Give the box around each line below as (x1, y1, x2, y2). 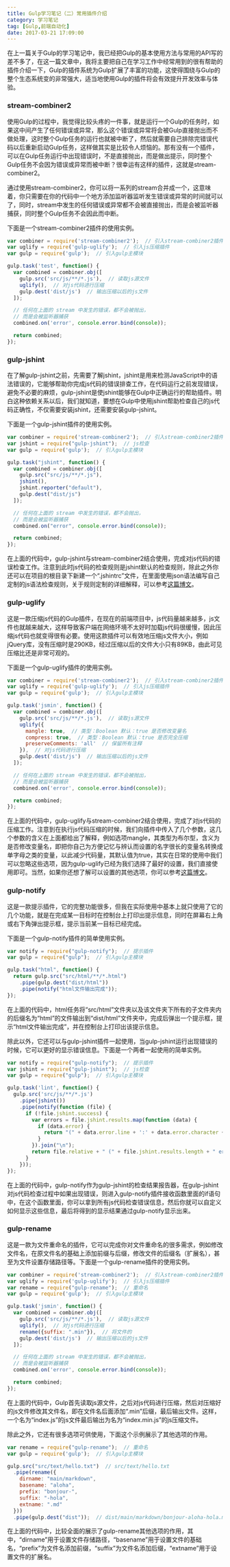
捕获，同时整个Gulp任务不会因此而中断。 (7, 209, 123, 217)
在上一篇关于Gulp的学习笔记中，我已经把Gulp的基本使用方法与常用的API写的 (7, 49, 223, 57)
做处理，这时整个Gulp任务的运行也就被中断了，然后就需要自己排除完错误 (7, 135, 212, 143)
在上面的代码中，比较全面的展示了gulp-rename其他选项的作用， (7, 1527, 188, 1535)
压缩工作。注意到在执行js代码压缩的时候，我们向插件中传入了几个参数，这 (7, 825, 216, 834)
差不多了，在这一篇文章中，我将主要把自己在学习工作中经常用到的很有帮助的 (7, 58, 223, 66)
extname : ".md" (19, 1501, 63, 1508)
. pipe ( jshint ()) (19, 1097, 66, 1104)
